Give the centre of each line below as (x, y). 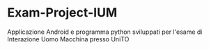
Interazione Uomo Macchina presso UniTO (68, 39)
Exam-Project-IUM (62, 13)
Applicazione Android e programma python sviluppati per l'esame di (105, 32)
